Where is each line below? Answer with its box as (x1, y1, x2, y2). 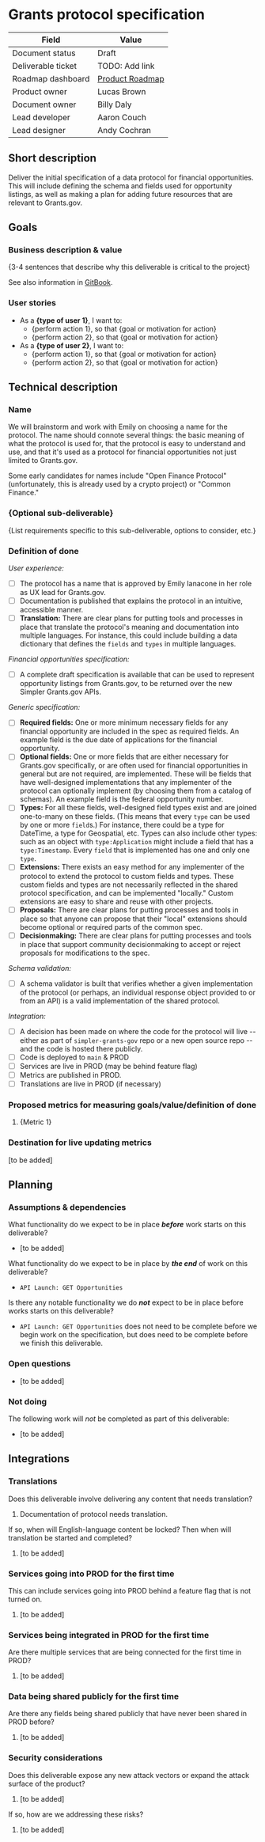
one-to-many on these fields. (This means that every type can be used (19, 812, 251, 821)
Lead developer (12, 112, 71, 123)
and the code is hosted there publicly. (19, 1044, 143, 1053)
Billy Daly (97, 99, 132, 110)
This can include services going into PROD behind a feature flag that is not (8, 1586, 252, 1595)
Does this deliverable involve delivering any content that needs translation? (8, 1494, 253, 1503)
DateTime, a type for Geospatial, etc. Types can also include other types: (19, 828, 258, 838)
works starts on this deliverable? (8, 1306, 115, 1316)
